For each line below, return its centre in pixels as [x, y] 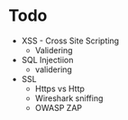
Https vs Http [59, 88]
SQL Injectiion [47, 60]
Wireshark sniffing [69, 98]
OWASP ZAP [59, 107]
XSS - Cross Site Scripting [70, 41]
